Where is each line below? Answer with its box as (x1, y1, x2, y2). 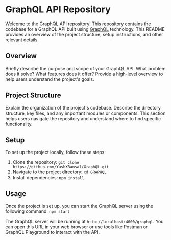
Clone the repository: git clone (12, 159, 79, 165)
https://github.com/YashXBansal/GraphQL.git (12, 165, 109, 170)
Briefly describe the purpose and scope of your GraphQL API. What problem (5, 65, 166, 71)
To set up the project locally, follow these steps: (5, 149, 106, 156)
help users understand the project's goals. (5, 76, 94, 82)
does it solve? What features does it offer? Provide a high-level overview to (5, 71, 163, 77)
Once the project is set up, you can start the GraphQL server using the (5, 203, 153, 209)
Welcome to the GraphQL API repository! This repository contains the (5, 20, 151, 27)
